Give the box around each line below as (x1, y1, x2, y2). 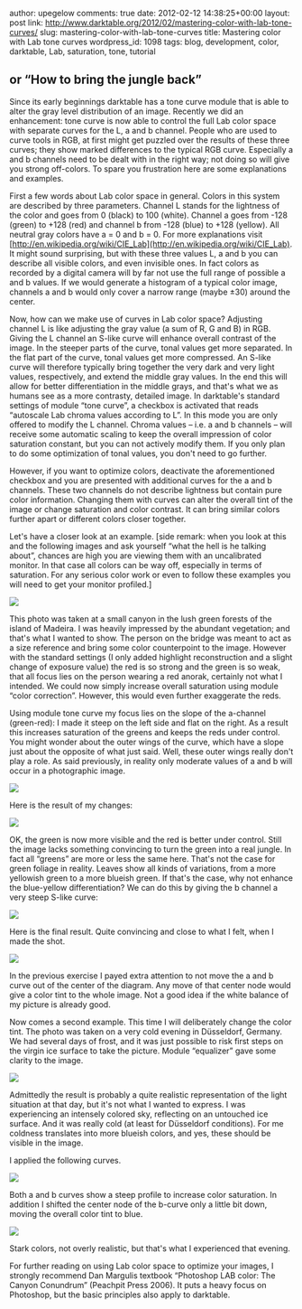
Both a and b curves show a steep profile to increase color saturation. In (9, 1189, 278, 1200)
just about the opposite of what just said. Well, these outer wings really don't (9, 745, 294, 757)
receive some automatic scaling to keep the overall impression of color (9, 428, 272, 439)
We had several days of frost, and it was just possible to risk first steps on (9, 1035, 284, 1046)
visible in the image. (9, 1137, 84, 1148)
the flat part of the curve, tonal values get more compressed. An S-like (9, 351, 272, 362)
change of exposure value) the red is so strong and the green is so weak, (9, 661, 281, 672)
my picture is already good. (9, 998, 111, 1010)
